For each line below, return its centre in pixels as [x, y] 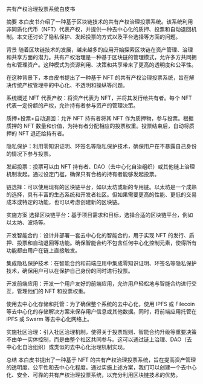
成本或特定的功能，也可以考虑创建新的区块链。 [64, 202]
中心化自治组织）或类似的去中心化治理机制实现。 [67, 347]
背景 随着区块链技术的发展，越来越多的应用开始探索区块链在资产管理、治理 [100, 50]
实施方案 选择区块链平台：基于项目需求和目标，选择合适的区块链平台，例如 [100, 215]
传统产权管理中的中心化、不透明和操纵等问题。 [69, 85]
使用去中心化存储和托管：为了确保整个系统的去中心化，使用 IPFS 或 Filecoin [101, 304]
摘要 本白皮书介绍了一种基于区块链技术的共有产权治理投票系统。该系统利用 [100, 22]
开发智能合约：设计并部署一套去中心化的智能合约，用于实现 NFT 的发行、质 [100, 235]
